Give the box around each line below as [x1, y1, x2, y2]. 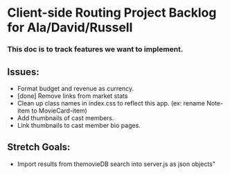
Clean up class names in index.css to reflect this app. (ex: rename [17, 99, 206, 107]
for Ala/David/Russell [7, 19, 133, 35]
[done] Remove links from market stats [17, 92, 128, 100]
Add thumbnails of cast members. [17, 113, 114, 122]
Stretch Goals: [7, 141, 71, 153]
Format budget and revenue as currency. [17, 84, 134, 92]
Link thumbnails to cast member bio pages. [17, 121, 141, 129]
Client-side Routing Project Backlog [7, 5, 217, 21]
